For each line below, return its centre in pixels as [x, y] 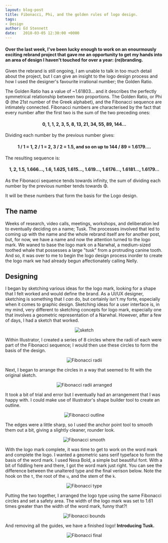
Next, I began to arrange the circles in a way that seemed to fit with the [78, 370]
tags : [11, 19]
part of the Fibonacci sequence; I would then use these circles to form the [82, 345]
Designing [22, 277]
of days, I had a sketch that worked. [42, 320]
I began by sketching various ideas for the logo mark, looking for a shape [81, 288]
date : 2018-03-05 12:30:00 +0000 [42, 33]
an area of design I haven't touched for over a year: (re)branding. [74, 60]
